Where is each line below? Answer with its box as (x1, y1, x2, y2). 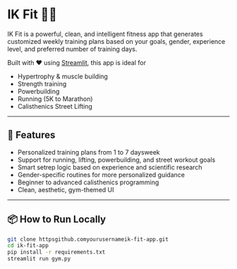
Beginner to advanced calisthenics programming (17, 178, 159, 186)
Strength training (17, 79, 67, 88)
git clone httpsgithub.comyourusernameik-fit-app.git (7, 236, 169, 243)
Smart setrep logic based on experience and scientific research (17, 162, 202, 172)
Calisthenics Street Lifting (17, 102, 93, 110)
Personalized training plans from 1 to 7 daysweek (17, 148, 160, 156)
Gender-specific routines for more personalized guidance (17, 170, 186, 179)
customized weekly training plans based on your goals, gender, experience (7, 37, 226, 45)
